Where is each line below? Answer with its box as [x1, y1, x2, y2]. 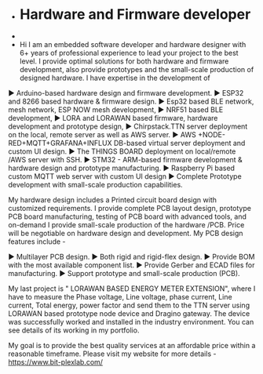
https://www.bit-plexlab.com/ [8, 357, 104, 366]
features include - [8, 237, 66, 246]
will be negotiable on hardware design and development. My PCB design [8, 228, 243, 238]
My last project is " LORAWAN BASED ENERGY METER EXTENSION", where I [8, 284, 256, 293]
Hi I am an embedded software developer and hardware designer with [19, 39, 247, 49]
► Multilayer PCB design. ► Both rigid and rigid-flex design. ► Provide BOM [8, 252, 255, 261]
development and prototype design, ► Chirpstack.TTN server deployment [8, 122, 248, 131]
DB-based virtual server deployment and [113, 138, 246, 147]
